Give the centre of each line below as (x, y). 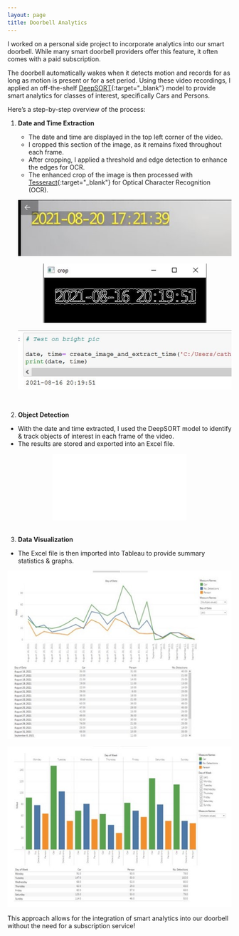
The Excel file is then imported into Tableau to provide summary (111, 553)
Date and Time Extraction (56, 123)
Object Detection (43, 415)
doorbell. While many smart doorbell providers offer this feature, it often (113, 51)
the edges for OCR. (57, 167)
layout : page (27, 15)
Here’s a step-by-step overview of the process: (76, 109)
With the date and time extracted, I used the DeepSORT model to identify (124, 429)
